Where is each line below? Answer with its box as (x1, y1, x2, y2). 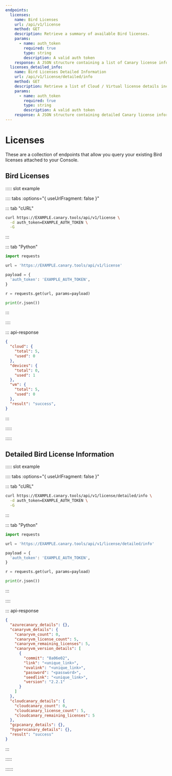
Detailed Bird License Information (5, 450, 114, 459)
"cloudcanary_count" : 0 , (14, 703, 68, 708)
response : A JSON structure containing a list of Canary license (14, 60, 157, 65)
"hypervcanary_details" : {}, (10, 727, 72, 732)
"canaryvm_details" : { (10, 627, 58, 632)
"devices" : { (10, 363, 38, 368)
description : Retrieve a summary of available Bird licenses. (14, 31, 150, 36)
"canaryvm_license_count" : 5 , (14, 637, 79, 642)
